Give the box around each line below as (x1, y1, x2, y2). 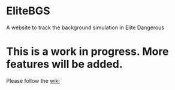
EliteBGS (6, 4, 50, 18)
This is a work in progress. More (6, 45, 169, 58)
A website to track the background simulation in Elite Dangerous (6, 24, 165, 31)
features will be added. (6, 58, 123, 71)
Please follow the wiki (6, 77, 60, 84)
